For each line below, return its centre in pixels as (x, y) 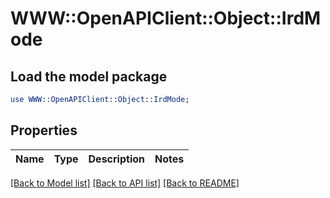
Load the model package (89, 76)
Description (116, 159)
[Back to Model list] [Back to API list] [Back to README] (125, 183)
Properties (44, 130)
